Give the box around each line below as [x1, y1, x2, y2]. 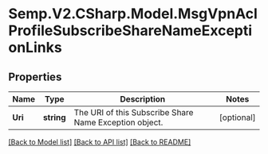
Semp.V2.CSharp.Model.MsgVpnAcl [8, 5, 258, 23]
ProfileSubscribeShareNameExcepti [8, 21, 253, 40]
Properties [8, 70, 62, 83]
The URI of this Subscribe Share [73, 107, 194, 117]
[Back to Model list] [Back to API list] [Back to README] [8, 137, 191, 147]
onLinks [8, 39, 62, 56]
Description [120, 94, 166, 104]
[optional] [219, 112, 256, 123]
